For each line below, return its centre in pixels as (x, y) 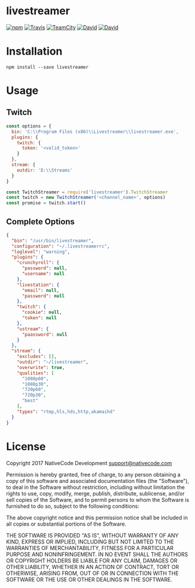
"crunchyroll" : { (38, 263)
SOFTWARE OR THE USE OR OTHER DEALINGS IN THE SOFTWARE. (89, 579)
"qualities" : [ (36, 373)
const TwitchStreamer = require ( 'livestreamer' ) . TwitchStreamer (87, 192)
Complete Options (41, 222)
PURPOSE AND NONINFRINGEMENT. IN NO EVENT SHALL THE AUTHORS (97, 554)
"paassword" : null (44, 334)
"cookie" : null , (42, 313)
